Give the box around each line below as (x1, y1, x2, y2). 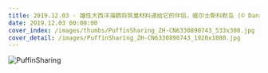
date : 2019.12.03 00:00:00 (8, 19, 98, 27)
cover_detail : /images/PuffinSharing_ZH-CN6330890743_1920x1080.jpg (8, 33, 241, 42)
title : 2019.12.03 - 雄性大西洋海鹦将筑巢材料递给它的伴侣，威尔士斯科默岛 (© (8, 11, 245, 20)
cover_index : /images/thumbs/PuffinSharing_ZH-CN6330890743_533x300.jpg (8, 26, 255, 34)
